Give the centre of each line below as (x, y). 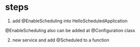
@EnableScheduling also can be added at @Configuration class (70, 30)
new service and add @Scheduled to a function (61, 40)
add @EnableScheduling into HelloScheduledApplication (70, 21)
